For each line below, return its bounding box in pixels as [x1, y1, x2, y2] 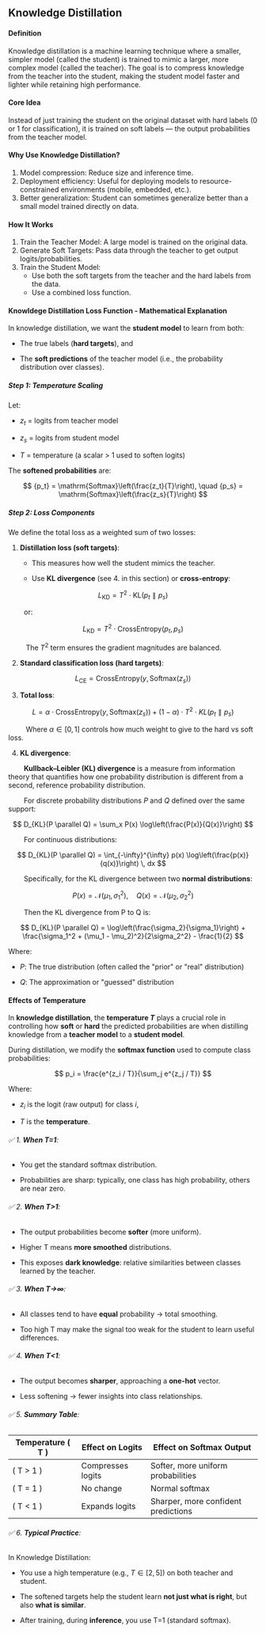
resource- [199, 177, 232, 185]
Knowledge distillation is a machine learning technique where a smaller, [8, 46, 241, 55]
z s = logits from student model [19, 433, 120, 444]
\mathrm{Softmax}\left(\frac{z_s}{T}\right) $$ [58, 489, 208, 499]
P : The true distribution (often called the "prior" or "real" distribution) [19, 962, 245, 972]
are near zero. [19, 1183, 66, 1194]
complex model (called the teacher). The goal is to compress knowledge [8, 63, 245, 72]
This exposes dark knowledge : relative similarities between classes [19, 1258, 241, 1267]
